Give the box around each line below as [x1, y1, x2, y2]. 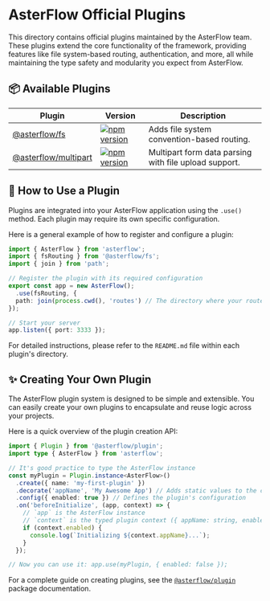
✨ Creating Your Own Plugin [8, 372, 152, 386]
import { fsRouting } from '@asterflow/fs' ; [8, 252, 160, 260]
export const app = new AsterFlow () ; [8, 282, 135, 290]
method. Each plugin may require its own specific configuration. [8, 214, 220, 223]
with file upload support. [148, 157, 241, 168]
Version [104, 110, 136, 121]
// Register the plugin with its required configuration [8, 275, 203, 283]
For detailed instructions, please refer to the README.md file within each [8, 341, 240, 350]
